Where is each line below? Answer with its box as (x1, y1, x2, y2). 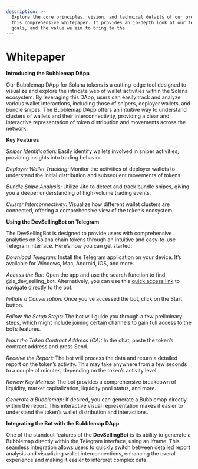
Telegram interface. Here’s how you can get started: (6, 242, 133, 250)
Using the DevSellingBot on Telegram (6, 218, 100, 225)
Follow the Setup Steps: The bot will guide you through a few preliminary (6, 313, 183, 320)
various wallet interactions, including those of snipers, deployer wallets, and (6, 100, 190, 107)
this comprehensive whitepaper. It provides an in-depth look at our (11, 19, 186, 25)
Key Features (6, 137, 39, 144)
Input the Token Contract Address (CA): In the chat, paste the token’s (6, 337, 174, 344)
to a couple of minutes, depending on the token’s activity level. (6, 367, 158, 374)
